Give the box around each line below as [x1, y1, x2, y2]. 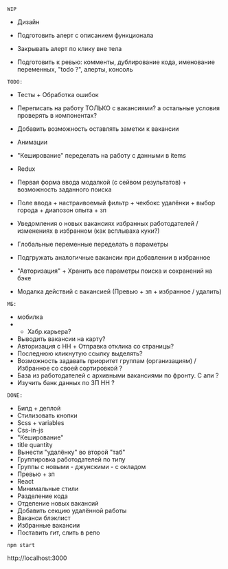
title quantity [16, 441, 53, 448]
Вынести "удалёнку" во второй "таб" [16, 448, 126, 456]
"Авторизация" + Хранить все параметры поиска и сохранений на [16, 267, 213, 275]
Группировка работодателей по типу [16, 455, 126, 464]
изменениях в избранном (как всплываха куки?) [16, 227, 160, 235]
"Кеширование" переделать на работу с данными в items [16, 152, 187, 159]
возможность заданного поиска [16, 185, 112, 194]
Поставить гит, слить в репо [16, 528, 100, 537]
